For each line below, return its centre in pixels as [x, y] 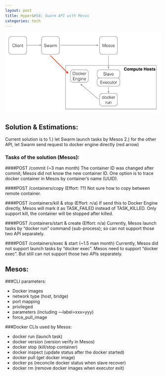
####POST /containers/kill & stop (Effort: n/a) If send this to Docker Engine [82, 203]
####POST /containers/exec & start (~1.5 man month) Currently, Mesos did [82, 243]
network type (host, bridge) [40, 296]
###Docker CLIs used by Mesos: [39, 326]
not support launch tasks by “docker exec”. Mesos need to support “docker [82, 248]
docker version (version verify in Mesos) [53, 341]
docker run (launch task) [37, 336]
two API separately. [25, 233]
